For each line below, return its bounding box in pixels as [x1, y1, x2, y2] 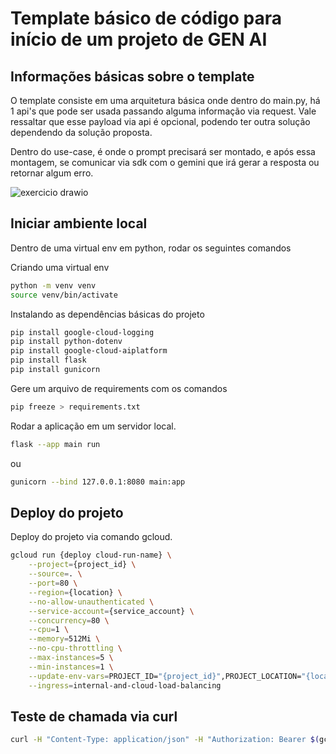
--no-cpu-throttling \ [28, 643, 123, 654]
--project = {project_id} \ [28, 560, 137, 570]
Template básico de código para [10, 7, 283, 30]
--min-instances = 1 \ [28, 662, 114, 672]
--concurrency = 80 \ [28, 615, 110, 626]
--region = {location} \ [28, 587, 123, 597]
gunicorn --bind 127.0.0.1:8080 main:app [10, 477, 186, 487]
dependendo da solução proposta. [10, 127, 153, 138]
